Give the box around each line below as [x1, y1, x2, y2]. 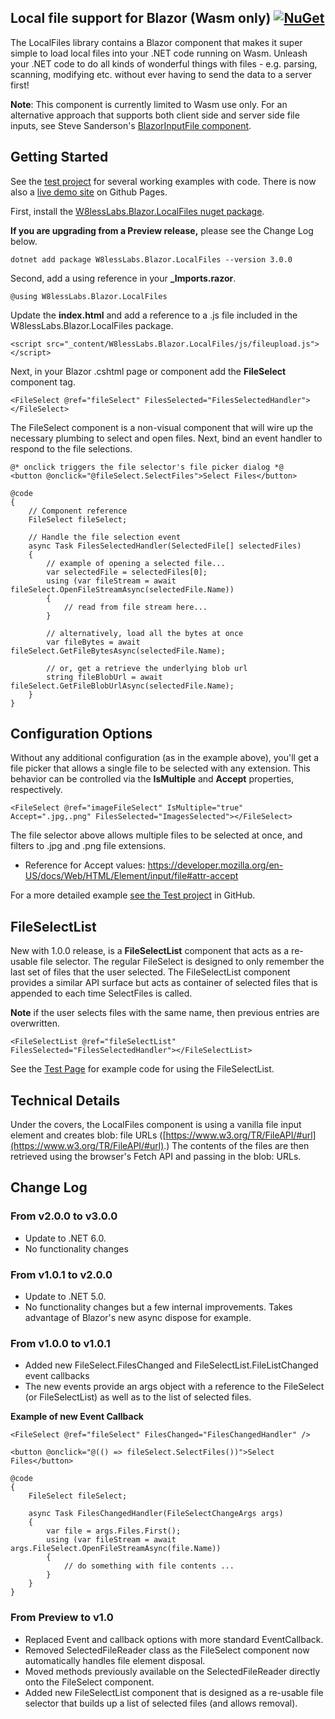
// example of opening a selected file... [46, 558, 226, 568]
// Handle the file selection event [28, 532, 182, 542]
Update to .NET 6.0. [24, 1232, 107, 1244]
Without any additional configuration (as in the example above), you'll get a [10, 752, 320, 764]
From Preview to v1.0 [10, 1611, 114, 1625]
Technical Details [10, 1092, 121, 1109]
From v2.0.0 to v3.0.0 [10, 1209, 118, 1223]
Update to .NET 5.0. [24, 1291, 107, 1303]
